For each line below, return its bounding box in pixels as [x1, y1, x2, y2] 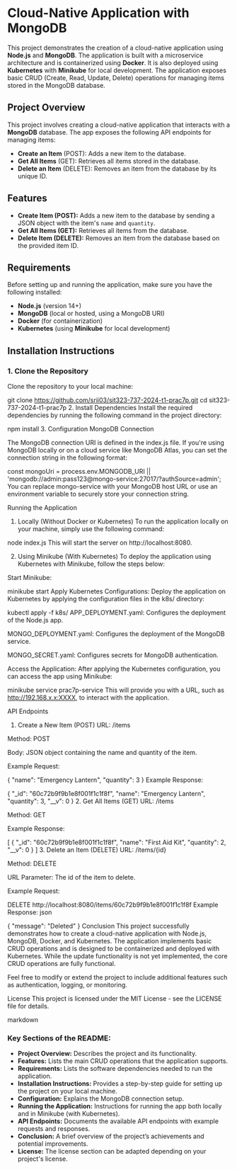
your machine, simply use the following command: [17, 525, 165, 533]
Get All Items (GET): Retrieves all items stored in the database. [17, 157, 200, 165]
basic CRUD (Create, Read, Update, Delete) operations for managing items [7, 73, 225, 82]
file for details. [7, 1002, 50, 1011]
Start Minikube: [7, 574, 52, 582]
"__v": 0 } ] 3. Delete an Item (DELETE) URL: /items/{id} [7, 846, 167, 854]
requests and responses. [17, 1125, 91, 1133]
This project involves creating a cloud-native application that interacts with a [7, 120, 230, 129]
